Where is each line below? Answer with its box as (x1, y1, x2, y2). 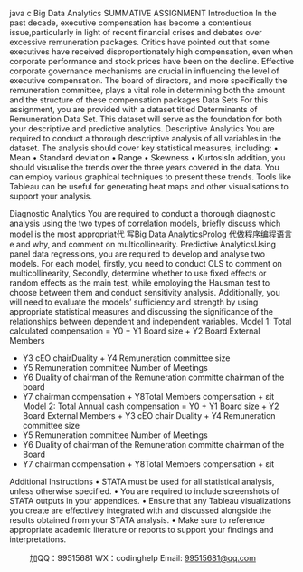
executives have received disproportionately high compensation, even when (9, 46, 294, 57)
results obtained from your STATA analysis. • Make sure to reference (9, 515, 265, 525)
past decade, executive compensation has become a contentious (9, 17, 253, 28)
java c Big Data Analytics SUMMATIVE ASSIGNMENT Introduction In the (9, 8, 278, 18)
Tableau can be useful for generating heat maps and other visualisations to (9, 181, 289, 191)
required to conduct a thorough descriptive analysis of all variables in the (9, 133, 282, 143)
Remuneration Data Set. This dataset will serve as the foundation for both (9, 113, 283, 124)
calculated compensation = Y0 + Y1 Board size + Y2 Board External (9, 325, 260, 336)
